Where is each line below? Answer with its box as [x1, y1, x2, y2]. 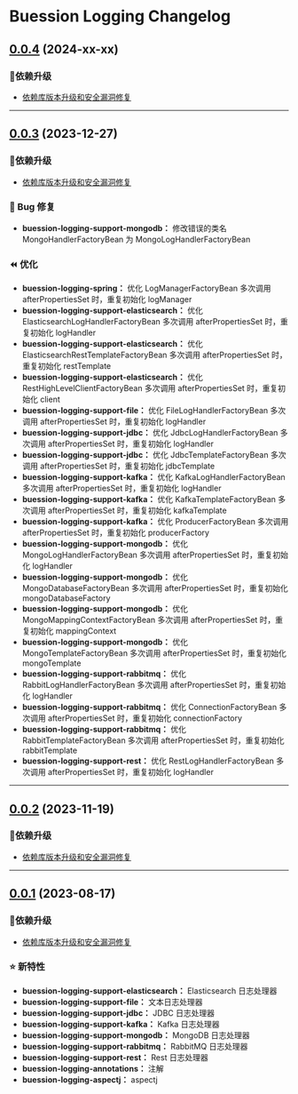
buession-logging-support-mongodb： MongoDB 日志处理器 [21, 1029, 250, 1041]
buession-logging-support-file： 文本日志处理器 [21, 996, 203, 1007]
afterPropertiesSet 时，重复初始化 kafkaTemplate [47, 505, 228, 516]
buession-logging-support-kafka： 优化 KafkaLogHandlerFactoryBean [21, 472, 286, 483]
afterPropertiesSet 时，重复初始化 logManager [21, 294, 192, 305]
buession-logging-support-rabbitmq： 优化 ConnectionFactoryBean [21, 702, 278, 713]
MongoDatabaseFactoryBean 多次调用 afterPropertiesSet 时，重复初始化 [21, 583, 288, 594]
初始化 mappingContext [29, 626, 117, 636]
